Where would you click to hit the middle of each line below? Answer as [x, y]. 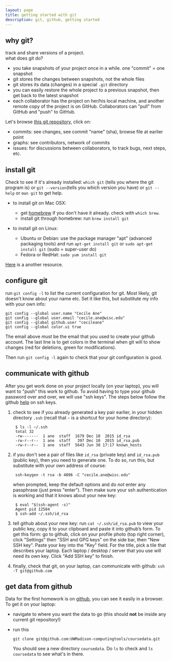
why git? [19, 40]
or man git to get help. [39, 193]
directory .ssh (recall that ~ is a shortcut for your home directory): [82, 418]
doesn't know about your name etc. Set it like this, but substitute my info [82, 298]
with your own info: [26, 304]
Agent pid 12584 [33, 509]
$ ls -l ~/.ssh [31, 427]
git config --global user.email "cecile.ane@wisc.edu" [65, 318]
